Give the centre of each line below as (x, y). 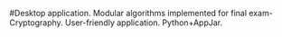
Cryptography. (36, 23)
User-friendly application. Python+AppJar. (144, 23)
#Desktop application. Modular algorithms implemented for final (128, 13)
